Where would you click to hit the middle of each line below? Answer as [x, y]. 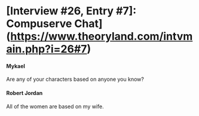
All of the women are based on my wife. [55, 106]
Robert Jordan [25, 93]
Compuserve [39, 24]
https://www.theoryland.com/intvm [102, 36]
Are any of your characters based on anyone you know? [75, 80]
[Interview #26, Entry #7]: [71, 11]
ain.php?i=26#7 [47, 49]
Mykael [16, 66]
